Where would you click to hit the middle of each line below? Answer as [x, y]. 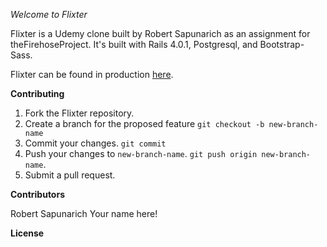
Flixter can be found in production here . [92, 74]
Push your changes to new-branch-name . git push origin [141, 153]
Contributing [37, 93]
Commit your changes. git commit [95, 143]
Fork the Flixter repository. [79, 113]
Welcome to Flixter [49, 14]
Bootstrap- [282, 44]
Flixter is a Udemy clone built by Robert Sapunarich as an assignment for [160, 33]
